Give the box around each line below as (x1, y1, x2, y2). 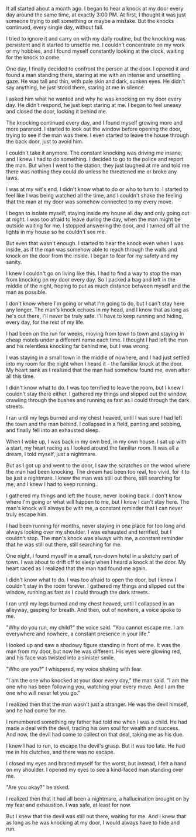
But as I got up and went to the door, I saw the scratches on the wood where (6, 462, 190, 469)
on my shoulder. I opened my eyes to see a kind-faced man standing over (6, 766, 184, 773)
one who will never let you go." (6, 689, 81, 696)
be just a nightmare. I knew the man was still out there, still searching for (6, 474, 181, 481)
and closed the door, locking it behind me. (6, 108, 108, 115)
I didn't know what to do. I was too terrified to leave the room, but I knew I (6, 384, 184, 391)
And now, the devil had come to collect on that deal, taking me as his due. (6, 731, 184, 738)
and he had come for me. (6, 707, 67, 714)
